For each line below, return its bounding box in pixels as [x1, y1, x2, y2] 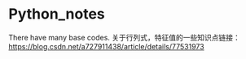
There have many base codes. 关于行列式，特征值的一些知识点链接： [8, 32, 240, 42]
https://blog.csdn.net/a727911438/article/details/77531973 [8, 41, 205, 51]
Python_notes [8, 5, 106, 23]
